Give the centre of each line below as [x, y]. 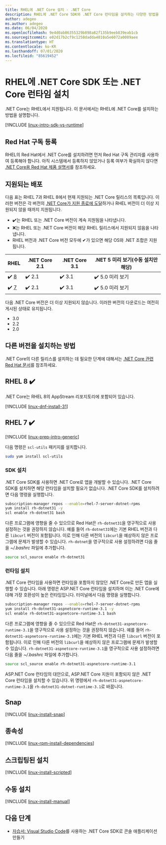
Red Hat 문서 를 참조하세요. [31, 365]
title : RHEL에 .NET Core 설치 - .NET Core [48, 10]
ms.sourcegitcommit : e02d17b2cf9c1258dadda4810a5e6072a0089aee [72, 38]
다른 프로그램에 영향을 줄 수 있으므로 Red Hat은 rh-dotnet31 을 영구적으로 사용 [81, 523]
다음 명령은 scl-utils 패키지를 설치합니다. [46, 447]
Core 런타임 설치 [37, 94]
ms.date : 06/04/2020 [26, 28]
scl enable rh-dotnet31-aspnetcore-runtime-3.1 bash [61, 614]
